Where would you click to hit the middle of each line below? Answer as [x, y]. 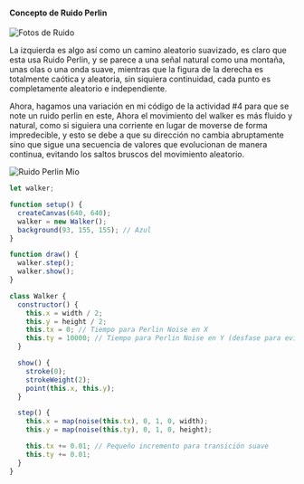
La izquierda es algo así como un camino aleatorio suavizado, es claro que [148, 51]
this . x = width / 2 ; [64, 313]
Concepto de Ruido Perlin [58, 13]
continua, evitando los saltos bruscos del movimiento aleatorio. [127, 155]
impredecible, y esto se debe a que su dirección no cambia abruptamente [147, 135]
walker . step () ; [46, 263]
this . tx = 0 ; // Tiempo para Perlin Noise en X [117, 330]
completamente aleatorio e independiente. [88, 89]
